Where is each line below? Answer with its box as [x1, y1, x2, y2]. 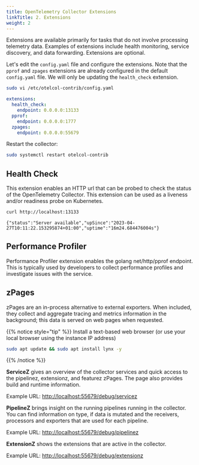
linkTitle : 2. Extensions [6, 14, 71, 20]
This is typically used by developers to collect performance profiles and [6, 264, 184, 271]
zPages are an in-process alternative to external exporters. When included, [6, 303, 192, 311]
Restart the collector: [6, 141, 58, 148]
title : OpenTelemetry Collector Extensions [6, 8, 117, 15]
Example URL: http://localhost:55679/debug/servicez [6, 393, 138, 400]
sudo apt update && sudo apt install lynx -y [6, 346, 122, 352]
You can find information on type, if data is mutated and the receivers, [6, 411, 179, 418]
